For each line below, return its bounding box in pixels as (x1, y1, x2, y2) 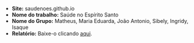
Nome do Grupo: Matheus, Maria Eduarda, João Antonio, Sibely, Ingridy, (11, 18, 189, 24)
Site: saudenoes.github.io (11, 5, 75, 12)
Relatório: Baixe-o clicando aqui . (11, 30, 93, 37)
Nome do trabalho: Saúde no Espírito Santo (11, 11, 119, 18)
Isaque (11, 24, 28, 31)
